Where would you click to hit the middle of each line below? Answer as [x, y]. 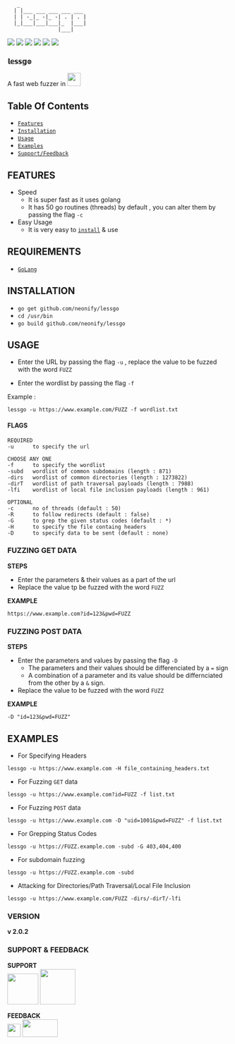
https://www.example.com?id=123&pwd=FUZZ [69, 614]
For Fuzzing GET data [48, 782]
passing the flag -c [55, 214]
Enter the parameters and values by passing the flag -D [97, 660]
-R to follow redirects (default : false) [79, 514]
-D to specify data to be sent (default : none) [88, 533]
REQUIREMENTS [44, 252]
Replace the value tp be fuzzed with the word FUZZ [91, 587]
